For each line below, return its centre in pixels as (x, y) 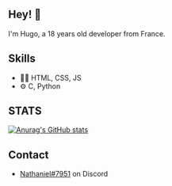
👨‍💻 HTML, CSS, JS (50, 78)
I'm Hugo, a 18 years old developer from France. (87, 33)
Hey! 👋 (25, 15)
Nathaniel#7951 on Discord (64, 174)
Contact (29, 155)
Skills (22, 59)
